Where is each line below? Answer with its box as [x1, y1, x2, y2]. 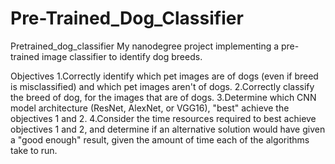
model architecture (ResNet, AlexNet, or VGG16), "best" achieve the [10, 102, 290, 114]
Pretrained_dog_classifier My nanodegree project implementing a [10, 40, 280, 52]
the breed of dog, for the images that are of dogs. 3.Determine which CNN [10, 91, 317, 103]
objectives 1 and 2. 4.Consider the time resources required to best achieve [10, 112, 317, 124]
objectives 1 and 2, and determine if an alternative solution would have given [10, 123, 326, 135]
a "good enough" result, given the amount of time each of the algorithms [10, 133, 310, 146]
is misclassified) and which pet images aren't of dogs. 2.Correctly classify [10, 80, 315, 92]
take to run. [10, 144, 58, 156]
